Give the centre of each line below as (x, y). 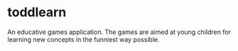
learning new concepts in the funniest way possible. (83, 39)
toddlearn (37, 12)
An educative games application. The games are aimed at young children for (119, 32)
